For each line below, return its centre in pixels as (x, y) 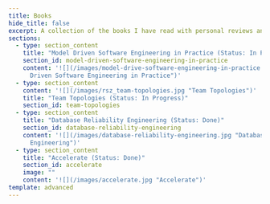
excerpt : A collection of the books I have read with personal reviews (131, 31)
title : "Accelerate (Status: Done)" (84, 157)
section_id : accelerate (63, 165)
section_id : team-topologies (72, 105)
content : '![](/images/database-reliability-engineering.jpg (127, 135)
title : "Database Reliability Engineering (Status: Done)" (124, 120)
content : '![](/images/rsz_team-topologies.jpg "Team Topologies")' (140, 90)
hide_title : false (39, 23)
